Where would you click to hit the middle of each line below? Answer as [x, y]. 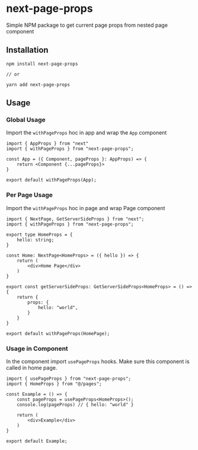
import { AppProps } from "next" [47, 144]
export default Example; [37, 441]
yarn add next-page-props [38, 85]
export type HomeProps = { [39, 235]
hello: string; [36, 240]
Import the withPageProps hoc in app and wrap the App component [87, 133]
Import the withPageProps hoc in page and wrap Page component [86, 208]
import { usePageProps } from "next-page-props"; [69, 379]
